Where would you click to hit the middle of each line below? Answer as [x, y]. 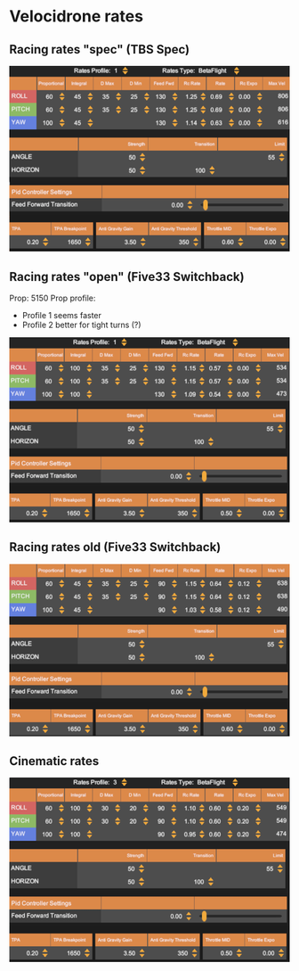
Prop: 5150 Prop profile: [53, 298]
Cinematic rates [54, 761]
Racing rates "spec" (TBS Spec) [99, 49]
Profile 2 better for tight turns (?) [81, 325]
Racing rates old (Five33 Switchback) [115, 547]
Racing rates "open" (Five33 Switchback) [127, 277]
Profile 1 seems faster [62, 316]
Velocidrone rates [77, 16]
